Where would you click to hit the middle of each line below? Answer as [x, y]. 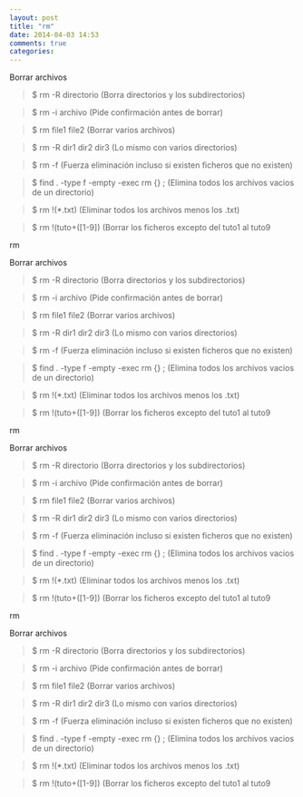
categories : [32, 52]
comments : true [38, 43]
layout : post [34, 18]
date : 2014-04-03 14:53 [54, 34]
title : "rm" [32, 26]
